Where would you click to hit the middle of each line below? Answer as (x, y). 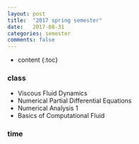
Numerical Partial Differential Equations (74, 101)
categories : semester (39, 33)
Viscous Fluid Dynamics (53, 93)
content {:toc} (38, 60)
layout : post (26, 14)
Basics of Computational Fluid (61, 116)
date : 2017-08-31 (36, 27)
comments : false (31, 40)
